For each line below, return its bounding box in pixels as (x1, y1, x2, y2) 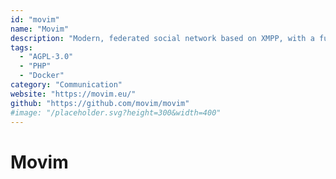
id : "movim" (10, 14, 60, 25)
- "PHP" (19, 61, 52, 71)
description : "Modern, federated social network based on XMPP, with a (10, 33, 315, 43)
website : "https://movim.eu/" (10, 89, 137, 99)
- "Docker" (19, 71, 65, 81)
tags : (10, 42, 33, 53)
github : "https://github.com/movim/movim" (10, 98, 190, 108)
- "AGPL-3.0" (19, 52, 74, 62)
